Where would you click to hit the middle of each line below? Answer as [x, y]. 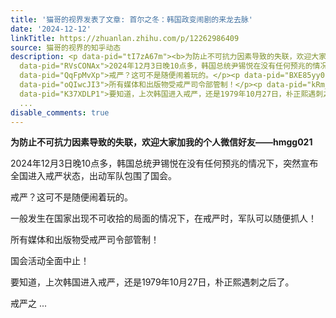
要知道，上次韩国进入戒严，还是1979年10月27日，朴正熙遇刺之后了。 [152, 282]
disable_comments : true [60, 112]
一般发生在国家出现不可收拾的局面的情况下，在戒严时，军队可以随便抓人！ [163, 218]
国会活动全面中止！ [50, 261]
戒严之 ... [29, 303]
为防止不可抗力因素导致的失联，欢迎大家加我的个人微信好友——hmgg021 [161, 142]
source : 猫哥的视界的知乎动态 [66, 47]
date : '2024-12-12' [51, 29]
